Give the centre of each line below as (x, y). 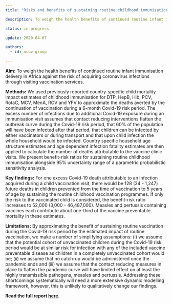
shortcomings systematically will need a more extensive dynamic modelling (85, 280)
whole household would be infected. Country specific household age (78, 141)
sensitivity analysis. (26, 168)
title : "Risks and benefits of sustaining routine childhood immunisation (87, 10)
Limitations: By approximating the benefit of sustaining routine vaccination (84, 226)
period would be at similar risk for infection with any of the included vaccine (85, 248)
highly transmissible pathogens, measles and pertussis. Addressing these (83, 275)
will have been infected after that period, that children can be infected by (82, 130)
